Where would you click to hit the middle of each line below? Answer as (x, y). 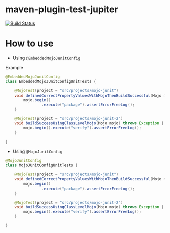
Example (14, 67)
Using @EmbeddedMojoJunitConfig (47, 58)
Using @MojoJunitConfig (37, 151)
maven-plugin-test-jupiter (62, 9)
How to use (29, 44)
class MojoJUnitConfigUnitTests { (42, 165)
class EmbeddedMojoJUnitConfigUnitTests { (51, 81)
